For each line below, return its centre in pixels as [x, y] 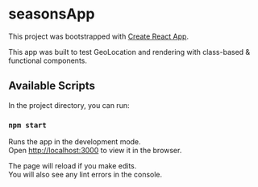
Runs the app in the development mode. [75, 142]
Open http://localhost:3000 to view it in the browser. [95, 151]
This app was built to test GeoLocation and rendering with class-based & [129, 52]
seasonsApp [52, 14]
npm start [27, 125]
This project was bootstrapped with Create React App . [99, 36]
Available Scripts [52, 86]
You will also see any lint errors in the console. [85, 175]
